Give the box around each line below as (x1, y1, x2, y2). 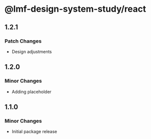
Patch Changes (4, 38, 42, 45)
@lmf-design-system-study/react (4, 3, 146, 15)
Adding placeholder (11, 89, 52, 94)
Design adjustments (11, 48, 52, 54)
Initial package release (11, 129, 57, 135)
